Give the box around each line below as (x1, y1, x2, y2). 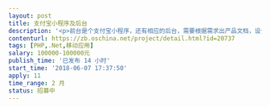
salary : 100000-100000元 (8, 49, 91, 57)
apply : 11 (8, 72, 42, 80)
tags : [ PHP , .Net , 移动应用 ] (8, 42, 94, 50)
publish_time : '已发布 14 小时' (8, 57, 111, 65)
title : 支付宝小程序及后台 (8, 19, 88, 27)
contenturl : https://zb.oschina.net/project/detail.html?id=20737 (8, 34, 235, 43)
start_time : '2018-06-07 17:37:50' (8, 64, 128, 72)
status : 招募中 (8, 86, 55, 95)
